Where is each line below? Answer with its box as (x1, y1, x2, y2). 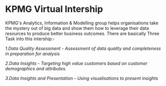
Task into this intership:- (5, 36, 55, 42)
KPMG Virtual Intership (5, 3, 103, 15)
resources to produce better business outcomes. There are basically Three (5, 30, 160, 36)
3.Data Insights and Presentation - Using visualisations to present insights (5, 75, 158, 81)
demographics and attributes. (5, 66, 66, 72)
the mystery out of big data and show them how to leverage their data (5, 25, 149, 31)
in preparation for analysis (5, 51, 60, 57)
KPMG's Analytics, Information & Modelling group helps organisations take (5, 20, 159, 26)
